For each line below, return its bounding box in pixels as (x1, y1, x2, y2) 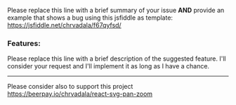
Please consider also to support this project (7, 82, 133, 91)
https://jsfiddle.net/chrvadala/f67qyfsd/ (7, 21, 122, 29)
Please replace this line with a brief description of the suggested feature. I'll (7, 54, 226, 63)
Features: (7, 38, 41, 48)
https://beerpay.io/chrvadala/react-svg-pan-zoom (7, 89, 153, 98)
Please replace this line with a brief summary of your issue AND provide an (7, 6, 225, 14)
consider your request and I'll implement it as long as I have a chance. (7, 62, 209, 70)
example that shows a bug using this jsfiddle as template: (7, 13, 173, 22)
